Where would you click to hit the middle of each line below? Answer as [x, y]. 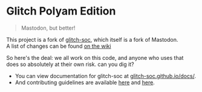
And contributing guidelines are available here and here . [85, 82]
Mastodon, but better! [48, 28]
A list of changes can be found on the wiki [59, 46]
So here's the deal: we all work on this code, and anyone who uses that [95, 57]
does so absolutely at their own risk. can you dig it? [70, 64]
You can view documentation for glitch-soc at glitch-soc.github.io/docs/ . [106, 76]
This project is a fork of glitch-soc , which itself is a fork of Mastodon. [92, 39]
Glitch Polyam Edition [61, 11]
